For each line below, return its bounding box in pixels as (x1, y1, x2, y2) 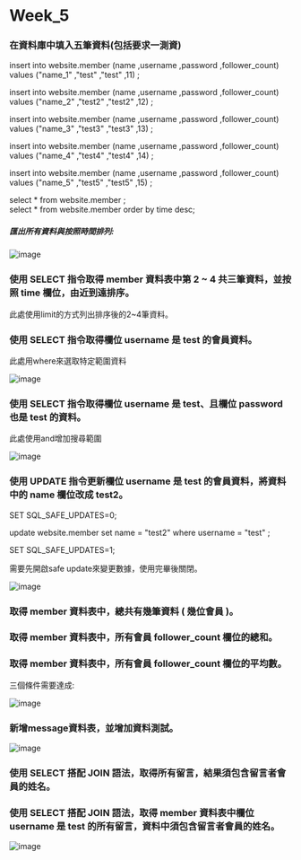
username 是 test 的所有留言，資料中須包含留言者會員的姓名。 (9, 820, 280, 832)
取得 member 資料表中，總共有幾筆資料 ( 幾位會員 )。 (9, 605, 239, 618)
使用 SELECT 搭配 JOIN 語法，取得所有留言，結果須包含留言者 (9, 767, 278, 779)
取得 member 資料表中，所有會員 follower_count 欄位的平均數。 (9, 657, 288, 670)
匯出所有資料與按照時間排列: (9, 226, 115, 237)
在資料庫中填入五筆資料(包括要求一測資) (9, 39, 182, 52)
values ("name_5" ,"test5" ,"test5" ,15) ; (9, 177, 153, 189)
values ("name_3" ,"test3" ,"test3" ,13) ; (9, 123, 154, 135)
